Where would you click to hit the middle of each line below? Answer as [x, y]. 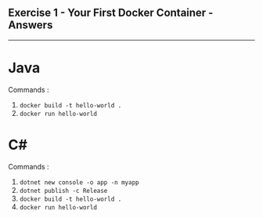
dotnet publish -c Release [63, 191]
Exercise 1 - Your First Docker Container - [111, 13]
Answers [31, 25]
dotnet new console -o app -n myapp [79, 182]
